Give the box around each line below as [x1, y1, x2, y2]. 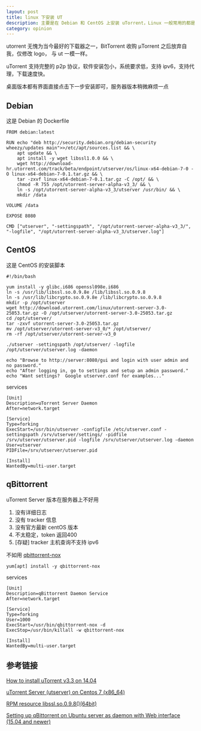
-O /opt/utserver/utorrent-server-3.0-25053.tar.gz [41, 310, 172, 316]
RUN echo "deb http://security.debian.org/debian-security [6, 140, 157, 146]
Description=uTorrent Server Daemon [6, 400, 98, 406]
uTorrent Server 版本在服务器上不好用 [6, 496, 99, 503]
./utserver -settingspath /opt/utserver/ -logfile [6, 342, 135, 348]
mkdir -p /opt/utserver [6, 300, 66, 306]
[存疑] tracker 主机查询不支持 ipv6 [14, 538, 99, 546]
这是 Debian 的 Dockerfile [6, 117, 69, 124]
